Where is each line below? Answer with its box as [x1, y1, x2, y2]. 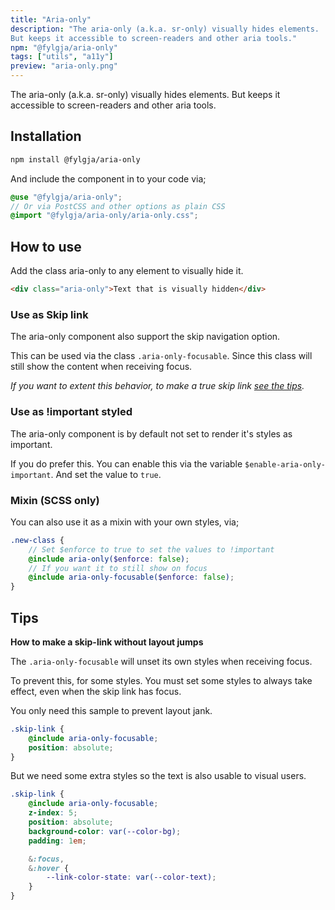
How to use [10, 238, 82, 255]
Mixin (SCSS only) [10, 493, 100, 507]
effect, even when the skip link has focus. [10, 685, 182, 697]
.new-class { [10, 535, 65, 545]
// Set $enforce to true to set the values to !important [28, 544, 275, 555]
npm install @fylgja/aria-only [10, 154, 141, 165]
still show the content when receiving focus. [10, 361, 193, 373]
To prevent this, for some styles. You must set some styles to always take [10, 674, 313, 686]
